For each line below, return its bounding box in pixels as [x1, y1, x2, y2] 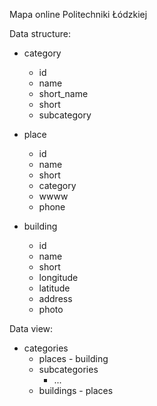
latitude [38, 282, 71, 294]
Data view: [9, 323, 54, 334]
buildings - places [38, 385, 114, 396]
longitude [38, 272, 79, 283]
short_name [38, 88, 89, 99]
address [38, 293, 73, 304]
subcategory [38, 109, 92, 121]
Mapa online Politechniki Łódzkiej [9, 9, 148, 20]
